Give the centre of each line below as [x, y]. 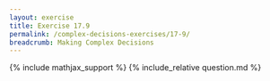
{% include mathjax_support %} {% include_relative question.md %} [135, 68]
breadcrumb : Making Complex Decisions [82, 42]
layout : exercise [42, 17]
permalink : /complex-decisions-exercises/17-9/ [100, 34]
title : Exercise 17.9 [50, 26]
